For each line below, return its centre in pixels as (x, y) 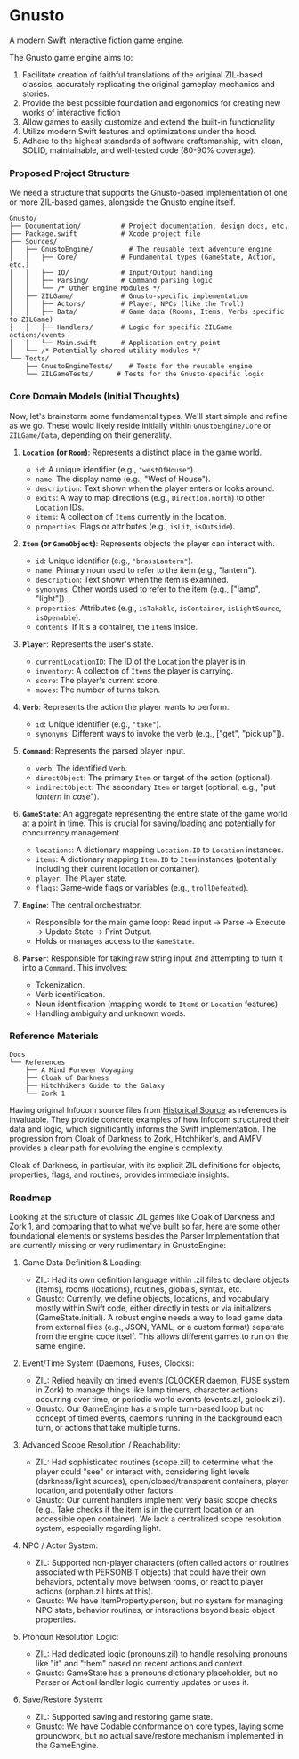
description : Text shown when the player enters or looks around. (155, 488)
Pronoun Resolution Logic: (70, 1637)
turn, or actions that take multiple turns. (108, 1428)
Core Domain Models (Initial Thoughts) (95, 397)
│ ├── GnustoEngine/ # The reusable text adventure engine (141, 250)
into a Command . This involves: (75, 967)
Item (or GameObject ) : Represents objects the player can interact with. (149, 543)
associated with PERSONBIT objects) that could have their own (151, 1572)
